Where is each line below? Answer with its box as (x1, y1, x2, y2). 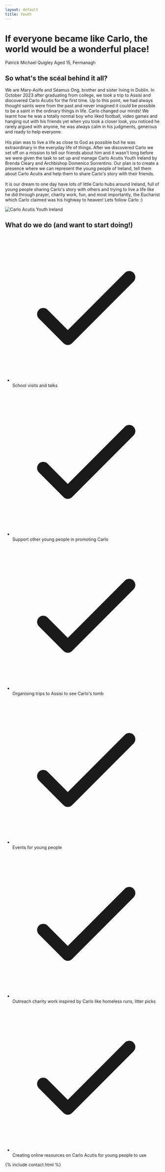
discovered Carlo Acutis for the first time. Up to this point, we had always (5, 98, 153, 103)
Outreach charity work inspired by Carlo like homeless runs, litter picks (12, 998, 156, 1005)
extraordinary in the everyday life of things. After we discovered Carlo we (5, 145, 154, 151)
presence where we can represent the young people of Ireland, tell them (5, 165, 151, 171)
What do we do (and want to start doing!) (5, 221, 133, 229)
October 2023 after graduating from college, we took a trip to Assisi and (5, 92, 151, 98)
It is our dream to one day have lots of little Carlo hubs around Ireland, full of (5, 181, 160, 187)
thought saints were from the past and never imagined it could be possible (5, 103, 156, 109)
